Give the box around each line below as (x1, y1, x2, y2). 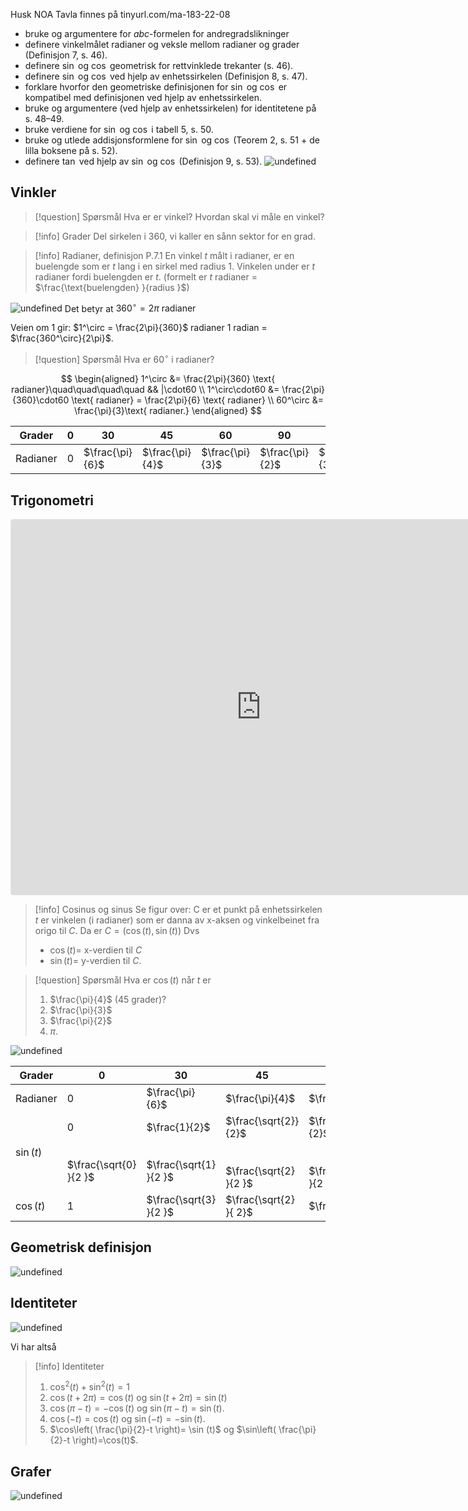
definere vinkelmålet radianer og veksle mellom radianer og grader (24, 39, 300, 50)
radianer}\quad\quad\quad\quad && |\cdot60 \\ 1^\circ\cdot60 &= (10, 384, 280, 396)
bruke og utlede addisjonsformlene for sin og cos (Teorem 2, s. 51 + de (24, 134, 320, 146)
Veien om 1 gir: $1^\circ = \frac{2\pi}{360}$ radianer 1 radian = (10, 322, 268, 334)
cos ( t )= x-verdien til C (49, 944, 143, 956)
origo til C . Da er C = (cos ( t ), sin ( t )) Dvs (34, 924, 200, 936)
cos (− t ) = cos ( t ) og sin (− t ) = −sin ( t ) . (49, 1413, 206, 1425)
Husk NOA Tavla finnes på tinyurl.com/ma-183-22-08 (10, 9, 231, 20)
